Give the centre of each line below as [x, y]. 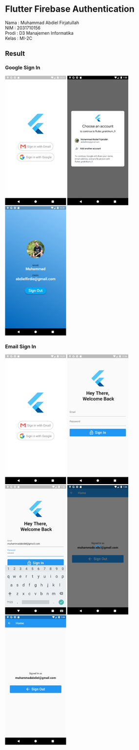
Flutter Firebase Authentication [70, 9]
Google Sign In [23, 68]
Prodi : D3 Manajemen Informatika [40, 33]
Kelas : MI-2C [19, 38]
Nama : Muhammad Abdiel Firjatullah [42, 23]
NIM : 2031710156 [23, 27]
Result [15, 54]
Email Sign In [21, 347]
